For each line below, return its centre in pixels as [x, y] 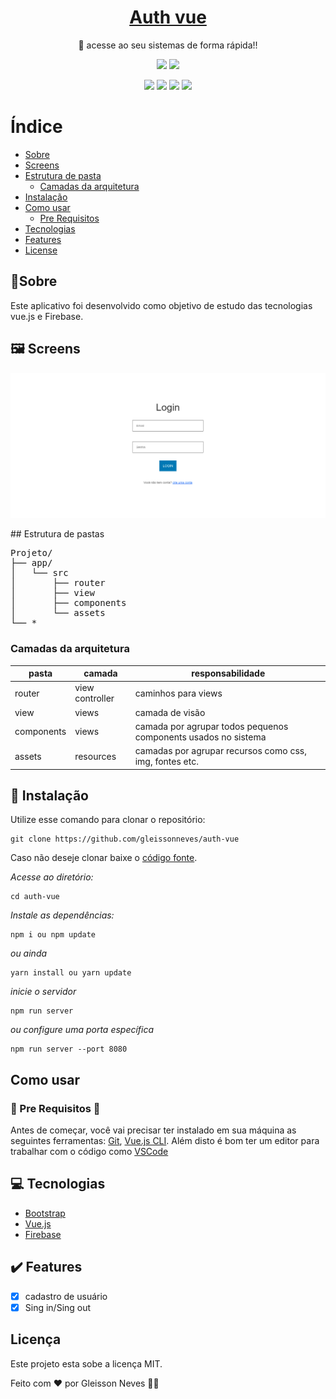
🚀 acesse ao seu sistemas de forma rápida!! [168, 45]
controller [94, 698]
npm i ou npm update [53, 935]
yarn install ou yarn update [71, 973]
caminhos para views [178, 693]
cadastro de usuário [66, 1296]
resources [95, 756]
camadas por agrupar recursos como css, [220, 751]
